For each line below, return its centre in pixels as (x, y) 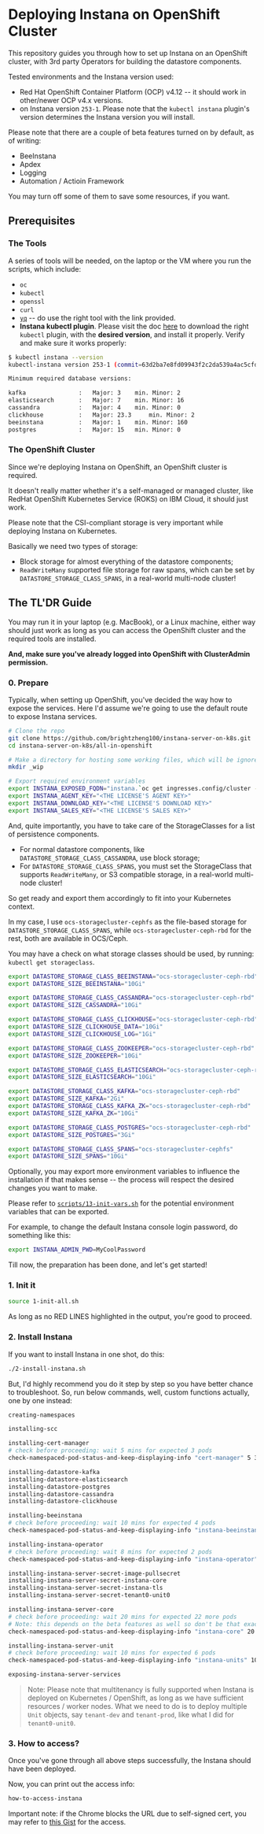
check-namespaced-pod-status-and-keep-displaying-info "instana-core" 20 (132, 1632)
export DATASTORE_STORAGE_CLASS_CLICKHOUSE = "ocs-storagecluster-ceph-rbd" (133, 1020)
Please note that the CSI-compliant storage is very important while (116, 522)
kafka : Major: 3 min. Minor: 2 (94, 393)
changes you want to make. (53, 1188)
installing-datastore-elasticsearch (68, 1479)
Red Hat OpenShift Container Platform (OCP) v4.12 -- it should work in (133, 91)
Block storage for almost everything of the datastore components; (126, 561)
